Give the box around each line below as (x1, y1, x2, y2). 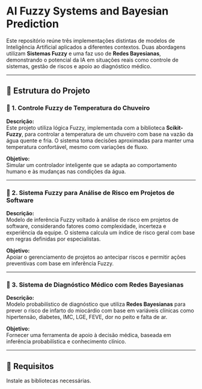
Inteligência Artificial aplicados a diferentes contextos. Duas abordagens (6, 43, 186, 51)
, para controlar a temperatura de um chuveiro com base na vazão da (21, 130, 194, 138)
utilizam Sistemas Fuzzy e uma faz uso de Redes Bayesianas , (6, 49, 161, 57)
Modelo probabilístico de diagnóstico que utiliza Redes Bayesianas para (6, 300, 186, 308)
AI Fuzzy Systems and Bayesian (6, 4, 169, 18)
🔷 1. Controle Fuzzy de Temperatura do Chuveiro (6, 104, 150, 112)
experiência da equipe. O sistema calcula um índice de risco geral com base (6, 229, 195, 236)
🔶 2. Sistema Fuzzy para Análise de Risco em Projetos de (6, 188, 175, 197)
